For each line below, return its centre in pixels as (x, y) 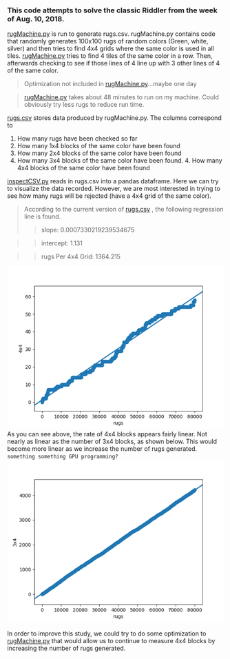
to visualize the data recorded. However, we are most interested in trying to (114, 189)
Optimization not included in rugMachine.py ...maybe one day (111, 84)
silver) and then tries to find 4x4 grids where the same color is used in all (111, 49)
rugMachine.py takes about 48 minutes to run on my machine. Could (121, 97)
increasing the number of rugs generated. (66, 648)
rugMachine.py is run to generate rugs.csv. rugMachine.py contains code (111, 34)
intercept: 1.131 (62, 243)
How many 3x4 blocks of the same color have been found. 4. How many (119, 161)
